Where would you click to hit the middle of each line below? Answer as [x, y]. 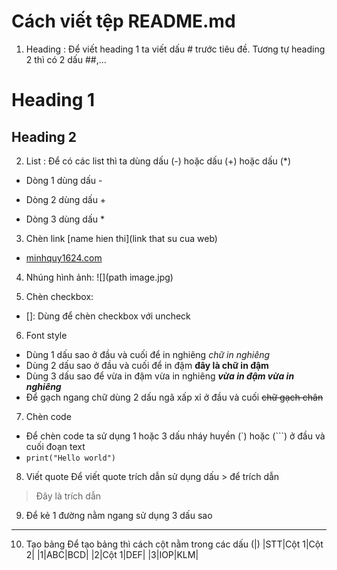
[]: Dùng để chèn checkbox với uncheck [108, 316]
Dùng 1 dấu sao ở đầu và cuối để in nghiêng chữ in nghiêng [148, 354]
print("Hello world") [70, 458]
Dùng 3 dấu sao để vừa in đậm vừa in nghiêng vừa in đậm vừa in [160, 376]
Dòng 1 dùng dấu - [64, 180]
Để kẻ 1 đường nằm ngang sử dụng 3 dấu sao [119, 515]
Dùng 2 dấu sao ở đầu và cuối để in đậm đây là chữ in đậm [147, 365]
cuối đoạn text [55, 446]
